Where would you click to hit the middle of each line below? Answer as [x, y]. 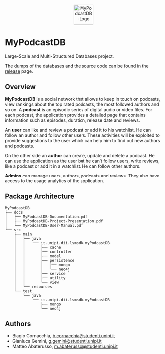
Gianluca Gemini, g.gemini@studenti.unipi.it [57, 341]
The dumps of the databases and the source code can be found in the [77, 66]
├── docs [14, 212]
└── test [23, 291]
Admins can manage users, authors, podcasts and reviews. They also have [82, 176]
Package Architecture [40, 197]
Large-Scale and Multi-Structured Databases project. [60, 56]
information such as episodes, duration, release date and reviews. [73, 120]
